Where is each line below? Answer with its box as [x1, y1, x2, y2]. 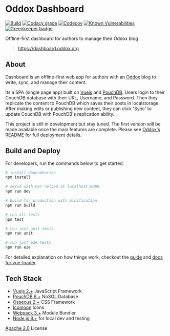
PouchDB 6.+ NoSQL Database [12, 293, 78, 300]
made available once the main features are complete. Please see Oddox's [5, 126, 160, 132]
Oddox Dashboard [5, 3, 84, 15]
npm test [5, 217, 24, 222]
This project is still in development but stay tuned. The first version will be [5, 121, 161, 127]
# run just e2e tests [5, 240, 52, 245]
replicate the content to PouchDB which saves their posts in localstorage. [5, 100, 160, 106]
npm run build [5, 203, 36, 208]
